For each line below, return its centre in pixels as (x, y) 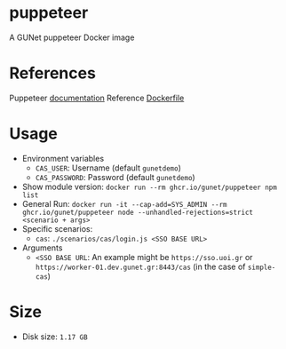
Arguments (42, 248)
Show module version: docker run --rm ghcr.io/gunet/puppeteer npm (149, 186)
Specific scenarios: (57, 228)
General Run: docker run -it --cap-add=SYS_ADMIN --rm (125, 203)
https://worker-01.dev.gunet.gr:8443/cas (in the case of (140, 266)
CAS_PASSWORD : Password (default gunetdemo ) (115, 177)
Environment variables (63, 158)
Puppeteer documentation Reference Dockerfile (97, 98)
